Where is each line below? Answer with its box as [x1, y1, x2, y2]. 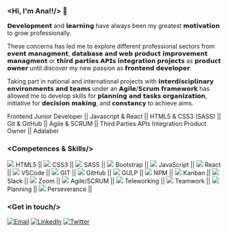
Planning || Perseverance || [7, 185, 92, 193]
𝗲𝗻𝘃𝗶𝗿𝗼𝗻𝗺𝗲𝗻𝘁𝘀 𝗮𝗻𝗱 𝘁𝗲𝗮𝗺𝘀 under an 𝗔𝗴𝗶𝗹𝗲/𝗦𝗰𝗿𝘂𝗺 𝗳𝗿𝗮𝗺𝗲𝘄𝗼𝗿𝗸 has [7, 85, 210, 93]
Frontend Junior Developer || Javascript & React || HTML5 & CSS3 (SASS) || [7, 112, 221, 120]
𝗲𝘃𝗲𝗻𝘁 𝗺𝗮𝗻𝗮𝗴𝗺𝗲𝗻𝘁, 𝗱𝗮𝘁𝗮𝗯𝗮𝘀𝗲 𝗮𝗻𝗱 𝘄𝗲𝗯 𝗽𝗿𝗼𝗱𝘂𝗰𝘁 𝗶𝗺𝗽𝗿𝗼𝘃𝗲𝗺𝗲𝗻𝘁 [7, 49, 208, 57]
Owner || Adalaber [7, 127, 60, 136]
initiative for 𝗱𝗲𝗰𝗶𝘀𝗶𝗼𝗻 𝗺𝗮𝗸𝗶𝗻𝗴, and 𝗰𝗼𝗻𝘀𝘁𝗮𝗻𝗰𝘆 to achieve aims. [7, 99, 194, 107]
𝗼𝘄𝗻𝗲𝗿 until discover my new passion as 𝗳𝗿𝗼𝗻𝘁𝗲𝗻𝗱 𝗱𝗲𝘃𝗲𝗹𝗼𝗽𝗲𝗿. [7, 64, 192, 73]
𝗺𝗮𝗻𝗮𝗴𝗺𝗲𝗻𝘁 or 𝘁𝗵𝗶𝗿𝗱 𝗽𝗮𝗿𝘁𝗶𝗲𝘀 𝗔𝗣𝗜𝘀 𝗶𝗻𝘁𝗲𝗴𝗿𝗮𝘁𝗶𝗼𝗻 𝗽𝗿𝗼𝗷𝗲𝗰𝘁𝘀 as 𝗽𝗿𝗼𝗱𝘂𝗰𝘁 [7, 57, 221, 65]
